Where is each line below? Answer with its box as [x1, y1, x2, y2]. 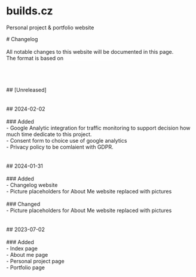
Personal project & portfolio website [6, 24, 94, 31]
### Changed [6, 200, 41, 207]
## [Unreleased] [6, 86, 47, 93]
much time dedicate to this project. [6, 130, 92, 138]
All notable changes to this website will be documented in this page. [6, 48, 174, 55]
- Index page [6, 245, 38, 252]
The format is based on [6, 54, 64, 61]
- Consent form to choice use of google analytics [6, 137, 127, 144]
